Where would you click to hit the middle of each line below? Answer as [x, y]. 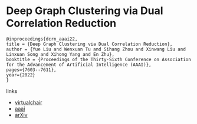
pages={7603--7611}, [32, 70]
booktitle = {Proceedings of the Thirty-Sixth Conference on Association [99, 59]
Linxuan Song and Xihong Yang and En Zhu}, [60, 54]
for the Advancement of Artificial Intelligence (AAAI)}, [79, 65]
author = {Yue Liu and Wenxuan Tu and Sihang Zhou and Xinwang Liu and [96, 49]
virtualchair [28, 102]
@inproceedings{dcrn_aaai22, [42, 39]
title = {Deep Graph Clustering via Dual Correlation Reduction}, [89, 44]
